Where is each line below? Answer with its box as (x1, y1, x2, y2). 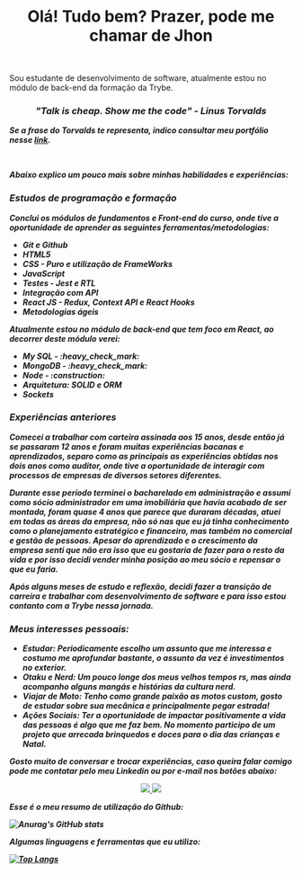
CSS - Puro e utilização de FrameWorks (22, 258, 173, 269)
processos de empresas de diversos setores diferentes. (9, 469, 222, 480)
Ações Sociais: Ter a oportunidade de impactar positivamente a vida (22, 710, 286, 721)
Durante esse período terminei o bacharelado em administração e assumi (9, 487, 291, 498)
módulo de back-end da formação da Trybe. (9, 82, 173, 93)
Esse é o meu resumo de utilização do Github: (9, 802, 184, 813)
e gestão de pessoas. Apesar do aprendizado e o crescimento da (9, 535, 258, 546)
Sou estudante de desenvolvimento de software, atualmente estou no (9, 72, 267, 83)
